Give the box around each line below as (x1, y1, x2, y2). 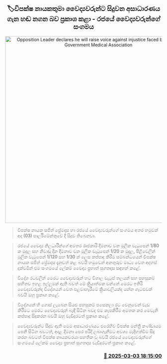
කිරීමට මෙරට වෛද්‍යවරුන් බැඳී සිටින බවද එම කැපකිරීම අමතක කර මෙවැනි (17, 307, 158, 313)
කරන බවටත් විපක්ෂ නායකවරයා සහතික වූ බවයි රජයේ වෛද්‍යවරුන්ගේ (17, 334, 152, 340)
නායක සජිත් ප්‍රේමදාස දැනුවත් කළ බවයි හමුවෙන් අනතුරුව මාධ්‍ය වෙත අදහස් (17, 259, 158, 265)
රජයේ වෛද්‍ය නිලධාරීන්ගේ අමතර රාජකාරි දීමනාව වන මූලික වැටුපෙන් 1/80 (17, 243, 160, 248)
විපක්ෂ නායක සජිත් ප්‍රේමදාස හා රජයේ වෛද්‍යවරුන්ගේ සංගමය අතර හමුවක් (17, 227, 158, 233)
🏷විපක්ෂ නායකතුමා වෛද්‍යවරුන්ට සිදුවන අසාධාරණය (6, 4, 161, 13)
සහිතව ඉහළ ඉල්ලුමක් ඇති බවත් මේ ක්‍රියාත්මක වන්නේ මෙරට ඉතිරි (17, 280, 143, 286)
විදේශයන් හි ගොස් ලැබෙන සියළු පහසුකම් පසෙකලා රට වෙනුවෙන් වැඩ (17, 301, 150, 308)
